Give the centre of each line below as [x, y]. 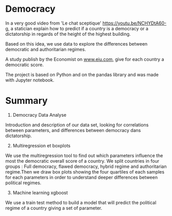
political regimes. [24, 183]
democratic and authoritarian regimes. [46, 49]
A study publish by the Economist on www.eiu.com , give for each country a [85, 59]
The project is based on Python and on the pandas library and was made [82, 74]
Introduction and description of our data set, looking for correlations [77, 125]
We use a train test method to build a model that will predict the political [81, 202]
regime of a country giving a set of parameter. [54, 208]
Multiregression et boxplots [41, 145]
